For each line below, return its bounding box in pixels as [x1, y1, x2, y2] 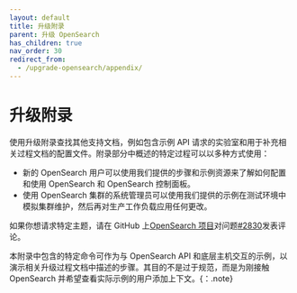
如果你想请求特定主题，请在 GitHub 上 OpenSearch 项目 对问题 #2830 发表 [9, 220, 279, 231]
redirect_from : [9, 55, 67, 64]
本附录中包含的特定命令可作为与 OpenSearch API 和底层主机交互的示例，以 [9, 250, 288, 261]
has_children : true [9, 38, 83, 48]
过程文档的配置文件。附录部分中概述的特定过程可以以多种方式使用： [16, 148, 270, 159]
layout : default [9, 13, 70, 23]
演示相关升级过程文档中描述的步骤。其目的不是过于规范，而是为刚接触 [9, 261, 270, 272]
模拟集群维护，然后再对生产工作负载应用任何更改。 [22, 200, 212, 212]
